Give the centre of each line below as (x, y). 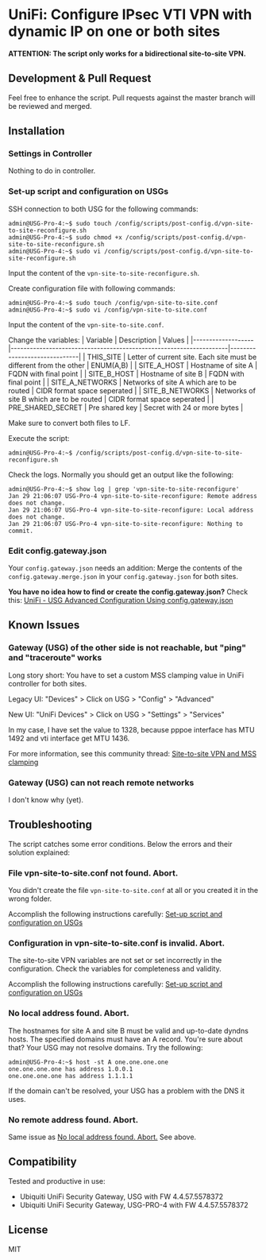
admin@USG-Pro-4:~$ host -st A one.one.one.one (89, 1062)
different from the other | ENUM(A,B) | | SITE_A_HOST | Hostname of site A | (133, 365)
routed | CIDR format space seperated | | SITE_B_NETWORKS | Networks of (132, 390)
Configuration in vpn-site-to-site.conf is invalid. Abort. (116, 943)
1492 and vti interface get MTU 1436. (69, 738)
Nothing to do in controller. (52, 171)
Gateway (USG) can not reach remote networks (101, 783)
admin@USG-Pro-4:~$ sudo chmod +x (66, 237)
